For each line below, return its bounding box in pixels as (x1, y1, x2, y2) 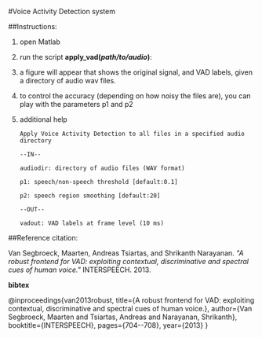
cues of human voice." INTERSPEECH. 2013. (8, 265, 151, 274)
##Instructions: (8, 22, 57, 31)
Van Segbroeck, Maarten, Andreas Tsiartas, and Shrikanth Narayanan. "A (8, 248, 245, 258)
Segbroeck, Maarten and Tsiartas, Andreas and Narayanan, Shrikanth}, (8, 312, 238, 321)
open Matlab (19, 37, 61, 46)
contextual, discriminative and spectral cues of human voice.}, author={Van (8, 304, 253, 313)
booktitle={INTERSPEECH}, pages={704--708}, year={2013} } (8, 321, 209, 329)
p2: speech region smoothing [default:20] (19, 192, 161, 200)
